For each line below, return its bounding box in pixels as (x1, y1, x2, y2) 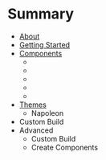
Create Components (31, 142, 98, 152)
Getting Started (18, 39, 70, 49)
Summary (7, 5, 74, 23)
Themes (18, 100, 47, 109)
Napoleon (31, 108, 64, 117)
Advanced (18, 125, 54, 135)
